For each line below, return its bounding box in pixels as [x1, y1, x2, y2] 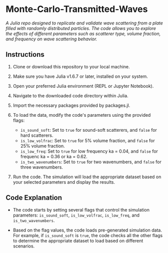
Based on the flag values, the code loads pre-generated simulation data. [12, 227, 162, 233]
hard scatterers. [20, 132, 53, 138]
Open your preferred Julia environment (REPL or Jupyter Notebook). [12, 83, 154, 89]
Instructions [5, 50, 44, 59]
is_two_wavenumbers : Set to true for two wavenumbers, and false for [20, 159, 162, 165]
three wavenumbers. [20, 164, 63, 170]
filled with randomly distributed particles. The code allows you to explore [5, 25, 156, 31]
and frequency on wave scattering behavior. [5, 36, 97, 42]
